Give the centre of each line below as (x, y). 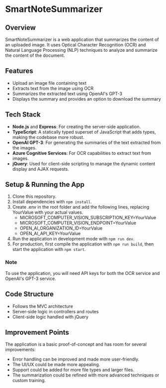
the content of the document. (35, 55)
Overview (21, 28)
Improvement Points (37, 332)
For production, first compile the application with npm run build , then (83, 244)
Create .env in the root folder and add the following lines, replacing (81, 207)
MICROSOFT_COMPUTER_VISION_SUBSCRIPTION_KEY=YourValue (88, 218)
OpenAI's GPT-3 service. (31, 278)
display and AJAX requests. (41, 169)
